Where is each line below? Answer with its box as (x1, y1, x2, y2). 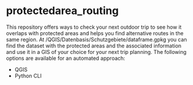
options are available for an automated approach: (6, 55, 125, 62)
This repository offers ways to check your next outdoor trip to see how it (6, 23, 182, 30)
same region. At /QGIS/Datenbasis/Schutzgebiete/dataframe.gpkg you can (6, 36, 187, 43)
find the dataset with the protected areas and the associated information (6, 42, 182, 49)
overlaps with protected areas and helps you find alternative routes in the (6, 29, 184, 36)
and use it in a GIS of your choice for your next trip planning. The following (6, 48, 187, 55)
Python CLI (14, 72, 42, 79)
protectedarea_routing (6, 4, 119, 18)
